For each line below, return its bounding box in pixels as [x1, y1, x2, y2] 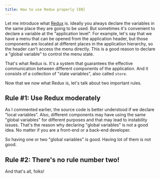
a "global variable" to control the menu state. [5, 51, 94, 57]
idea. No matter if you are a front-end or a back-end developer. [5, 127, 131, 133]
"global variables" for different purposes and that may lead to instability [5, 117, 147, 123]
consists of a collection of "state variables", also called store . [5, 70, 127, 76]
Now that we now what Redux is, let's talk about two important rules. [5, 80, 142, 86]
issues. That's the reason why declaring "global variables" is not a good [5, 122, 148, 128]
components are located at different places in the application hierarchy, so [5, 41, 153, 46]
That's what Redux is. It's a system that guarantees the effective [5, 60, 133, 66]
